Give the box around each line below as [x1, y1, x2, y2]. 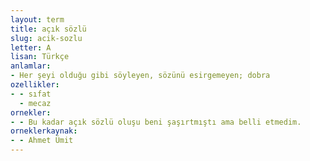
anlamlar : [10, 61, 52, 71]
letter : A [10, 42, 52, 53]
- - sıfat [10, 89, 52, 99]
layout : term [10, 14, 65, 25]
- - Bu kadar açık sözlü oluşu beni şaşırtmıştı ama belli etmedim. [10, 117, 302, 127]
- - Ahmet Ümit [10, 136, 74, 146]
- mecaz [19, 98, 52, 108]
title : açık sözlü [10, 24, 87, 34]
